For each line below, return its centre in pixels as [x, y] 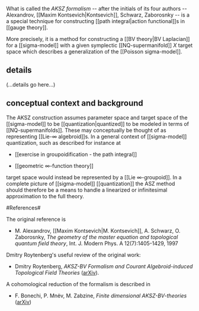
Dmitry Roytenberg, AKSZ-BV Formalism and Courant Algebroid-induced [104, 266]
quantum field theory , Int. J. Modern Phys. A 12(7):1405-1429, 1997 [97, 243]
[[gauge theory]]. [27, 27]
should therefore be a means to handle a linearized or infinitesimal [87, 190]
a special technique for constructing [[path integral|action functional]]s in [96, 21]
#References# [23, 208]
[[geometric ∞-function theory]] [54, 166]
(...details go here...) [31, 84]
